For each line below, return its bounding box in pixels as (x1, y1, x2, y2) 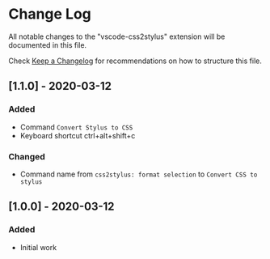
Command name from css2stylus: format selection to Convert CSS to (19, 169, 258, 179)
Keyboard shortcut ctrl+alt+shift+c (19, 130, 136, 140)
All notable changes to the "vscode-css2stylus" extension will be (8, 32, 226, 41)
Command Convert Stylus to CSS (19, 122, 133, 132)
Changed (8, 151, 46, 162)
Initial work (19, 242, 57, 252)
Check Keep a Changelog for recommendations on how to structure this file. (8, 56, 263, 66)
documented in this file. (8, 40, 87, 49)
